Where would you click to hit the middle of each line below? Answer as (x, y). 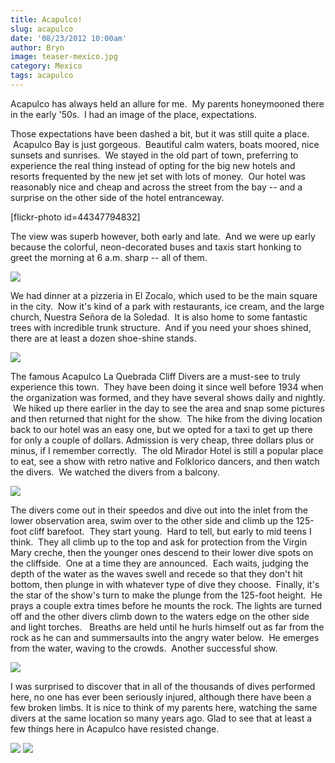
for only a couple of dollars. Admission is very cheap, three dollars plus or (162, 440)
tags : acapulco (42, 76)
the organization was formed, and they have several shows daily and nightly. (168, 397)
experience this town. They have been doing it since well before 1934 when (167, 387)
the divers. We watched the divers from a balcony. (115, 472)
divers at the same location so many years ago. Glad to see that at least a (161, 718)
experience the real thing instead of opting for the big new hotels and (153, 165)
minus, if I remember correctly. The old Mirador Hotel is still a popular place (167, 450)
